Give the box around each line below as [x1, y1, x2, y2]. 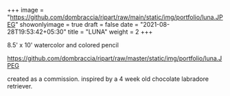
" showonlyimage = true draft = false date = [14, 21, 139, 28]
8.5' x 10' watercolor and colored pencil [7, 41, 119, 49]
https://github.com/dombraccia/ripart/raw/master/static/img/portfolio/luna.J [7, 54, 222, 62]
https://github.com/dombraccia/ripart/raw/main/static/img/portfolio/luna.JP [10, 13, 223, 21]
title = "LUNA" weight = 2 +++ [67, 27, 153, 36]
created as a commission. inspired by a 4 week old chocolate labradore [7, 75, 209, 83]
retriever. [7, 82, 33, 90]
